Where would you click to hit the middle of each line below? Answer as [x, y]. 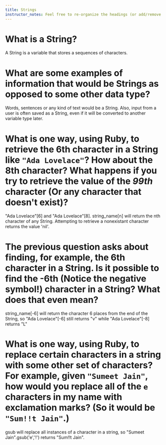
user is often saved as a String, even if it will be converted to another [76, 113]
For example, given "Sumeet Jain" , [77, 376]
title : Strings [21, 10]
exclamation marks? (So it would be [80, 408]
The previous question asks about [77, 247]
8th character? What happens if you [81, 170]
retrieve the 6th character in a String [82, 149]
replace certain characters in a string [83, 355]
